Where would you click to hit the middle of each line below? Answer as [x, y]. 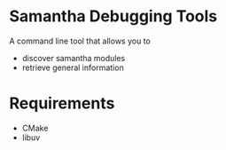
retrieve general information [73, 67]
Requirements [62, 103]
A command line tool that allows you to [80, 41]
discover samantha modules [74, 58]
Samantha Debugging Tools [113, 16]
